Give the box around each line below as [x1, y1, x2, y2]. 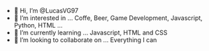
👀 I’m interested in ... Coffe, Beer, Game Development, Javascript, [13, 14, 203, 22]
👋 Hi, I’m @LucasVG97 [13, 7, 79, 14]
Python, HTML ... [13, 21, 63, 29]
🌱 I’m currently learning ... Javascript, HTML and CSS [13, 28, 168, 37]
